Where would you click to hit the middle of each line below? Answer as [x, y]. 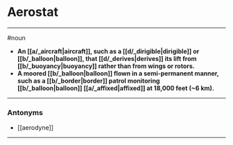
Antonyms [25, 112]
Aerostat [33, 12]
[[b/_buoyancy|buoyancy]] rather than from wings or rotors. [106, 66]
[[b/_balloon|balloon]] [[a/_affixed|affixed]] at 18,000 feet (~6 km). [116, 88]
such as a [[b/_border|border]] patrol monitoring [88, 80]
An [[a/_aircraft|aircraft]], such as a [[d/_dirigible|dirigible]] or [108, 51]
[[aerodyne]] [35, 128]
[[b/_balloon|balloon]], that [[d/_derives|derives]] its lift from [107, 58]
